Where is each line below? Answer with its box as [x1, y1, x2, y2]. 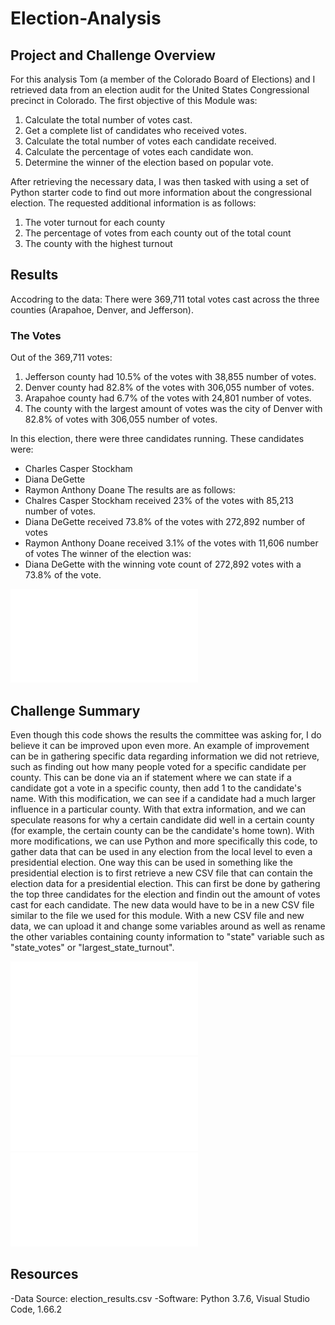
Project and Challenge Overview [10, 47, 216, 64]
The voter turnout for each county [24, 217, 166, 228]
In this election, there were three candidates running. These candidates [10, 433, 305, 445]
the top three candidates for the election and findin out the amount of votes [10, 888, 321, 900]
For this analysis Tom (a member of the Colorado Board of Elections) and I [10, 73, 316, 85]
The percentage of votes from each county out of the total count [24, 227, 292, 239]
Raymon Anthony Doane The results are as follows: [24, 484, 236, 496]
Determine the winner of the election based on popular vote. [24, 157, 274, 168]
